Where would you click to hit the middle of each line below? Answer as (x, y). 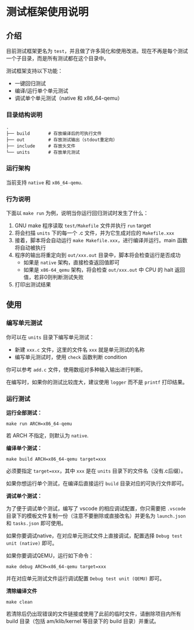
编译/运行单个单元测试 (41, 91)
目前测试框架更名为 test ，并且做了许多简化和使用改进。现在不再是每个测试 (97, 51)
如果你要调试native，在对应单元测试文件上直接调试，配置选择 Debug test (94, 535)
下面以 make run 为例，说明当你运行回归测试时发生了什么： (77, 213)
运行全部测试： (24, 413)
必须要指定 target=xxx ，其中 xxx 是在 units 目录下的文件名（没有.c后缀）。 (96, 471)
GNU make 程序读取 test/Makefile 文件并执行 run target (83, 225)
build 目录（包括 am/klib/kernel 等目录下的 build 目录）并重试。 (83, 621)
